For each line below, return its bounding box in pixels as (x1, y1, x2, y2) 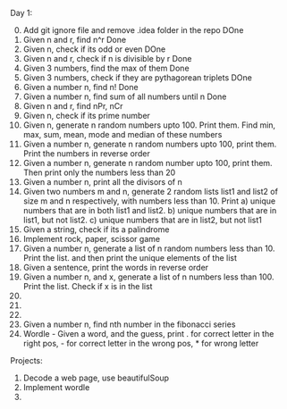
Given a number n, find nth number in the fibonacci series (22, 319, 236, 330)
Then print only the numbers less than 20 (22, 167, 176, 178)
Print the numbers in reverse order (22, 148, 150, 159)
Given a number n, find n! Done (22, 82, 139, 92)
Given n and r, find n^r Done (22, 35, 127, 45)
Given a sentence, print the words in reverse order (22, 263, 209, 272)
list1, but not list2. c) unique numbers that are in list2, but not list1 (22, 214, 263, 225)
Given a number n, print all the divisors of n (22, 177, 182, 187)
